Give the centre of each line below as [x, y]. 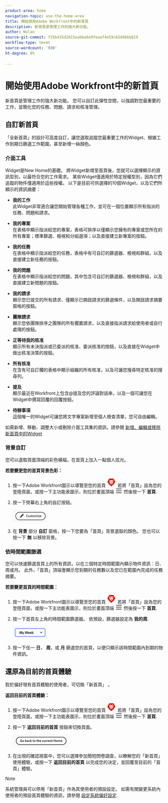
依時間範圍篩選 [23, 551]
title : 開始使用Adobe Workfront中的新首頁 [47, 21]
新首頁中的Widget [24, 433]
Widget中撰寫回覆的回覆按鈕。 [44, 399]
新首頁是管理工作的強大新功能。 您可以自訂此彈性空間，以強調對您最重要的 [83, 101]
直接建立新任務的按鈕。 [37, 259]
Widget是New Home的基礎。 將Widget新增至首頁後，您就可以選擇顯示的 [81, 170]
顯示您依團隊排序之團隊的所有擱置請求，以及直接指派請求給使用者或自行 [87, 323]
